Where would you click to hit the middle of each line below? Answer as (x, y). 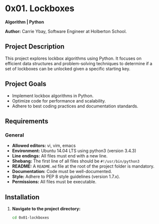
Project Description (35, 47)
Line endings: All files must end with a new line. (60, 156)
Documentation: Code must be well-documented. (62, 172)
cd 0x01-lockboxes (30, 218)
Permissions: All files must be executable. (54, 182)
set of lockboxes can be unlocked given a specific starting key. (68, 69)
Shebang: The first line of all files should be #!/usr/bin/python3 (76, 161)
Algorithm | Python (25, 22)
